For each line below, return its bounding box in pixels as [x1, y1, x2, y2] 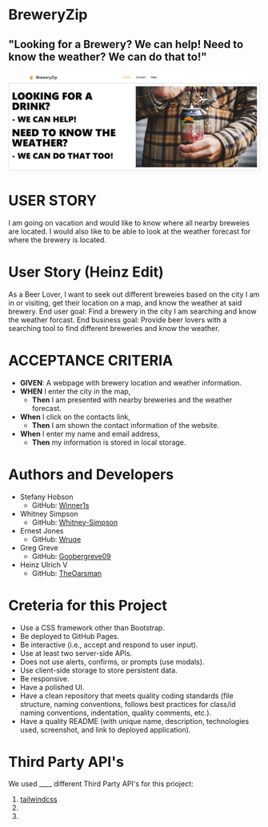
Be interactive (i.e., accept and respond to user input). [19, 640, 198, 649]
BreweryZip [8, 6, 88, 24]
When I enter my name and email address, [19, 429, 161, 438]
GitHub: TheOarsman [31, 568, 102, 577]
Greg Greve [19, 542, 58, 553]
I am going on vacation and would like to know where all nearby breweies [8, 218, 250, 227]
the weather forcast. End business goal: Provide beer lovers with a [8, 314, 227, 325]
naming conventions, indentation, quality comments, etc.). [19, 708, 212, 717]
